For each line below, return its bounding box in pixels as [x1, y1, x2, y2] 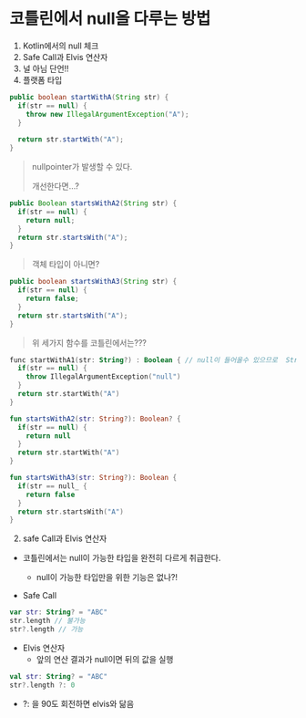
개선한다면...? [31, 181, 80, 192]
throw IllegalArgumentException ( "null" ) [25, 372, 181, 381]
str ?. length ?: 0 [9, 681, 76, 690]
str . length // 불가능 [9, 617, 87, 626]
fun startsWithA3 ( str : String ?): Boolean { [9, 473, 178, 483]
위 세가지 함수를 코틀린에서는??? [31, 337, 148, 348]
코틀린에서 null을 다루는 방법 [9, 8, 211, 29]
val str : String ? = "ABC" [9, 671, 107, 681]
